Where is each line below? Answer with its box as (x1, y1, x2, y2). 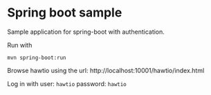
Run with (7, 41, 33, 49)
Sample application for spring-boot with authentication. (7, 28, 165, 36)
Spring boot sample (7, 5, 122, 21)
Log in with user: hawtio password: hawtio (7, 79, 127, 87)
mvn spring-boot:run (7, 54, 67, 61)
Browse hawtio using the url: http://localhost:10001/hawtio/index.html (7, 66, 205, 74)
